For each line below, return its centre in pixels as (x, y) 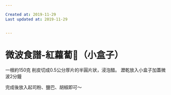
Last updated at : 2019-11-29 (36, 19)
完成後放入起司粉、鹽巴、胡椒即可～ (44, 87)
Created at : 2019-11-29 (31, 14)
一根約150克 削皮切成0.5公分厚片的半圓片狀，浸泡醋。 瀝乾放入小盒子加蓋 (83, 70)
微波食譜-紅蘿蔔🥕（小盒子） (64, 55)
